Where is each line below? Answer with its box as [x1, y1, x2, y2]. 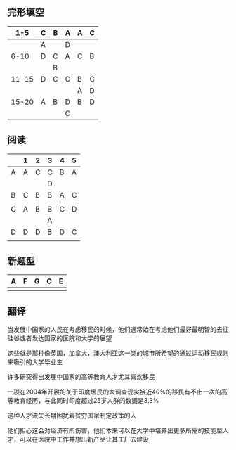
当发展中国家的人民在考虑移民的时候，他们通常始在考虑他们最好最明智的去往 [7, 326, 229, 334]
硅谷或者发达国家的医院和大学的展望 [7, 334, 112, 342]
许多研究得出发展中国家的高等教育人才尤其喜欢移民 [7, 373, 155, 381]
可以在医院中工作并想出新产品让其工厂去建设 [19, 435, 149, 444]
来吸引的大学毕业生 [7, 358, 63, 366]
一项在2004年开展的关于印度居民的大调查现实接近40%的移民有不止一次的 [7, 387, 221, 396]
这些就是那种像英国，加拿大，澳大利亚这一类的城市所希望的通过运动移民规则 [7, 349, 229, 357]
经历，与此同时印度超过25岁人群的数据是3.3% [25, 397, 159, 405]
